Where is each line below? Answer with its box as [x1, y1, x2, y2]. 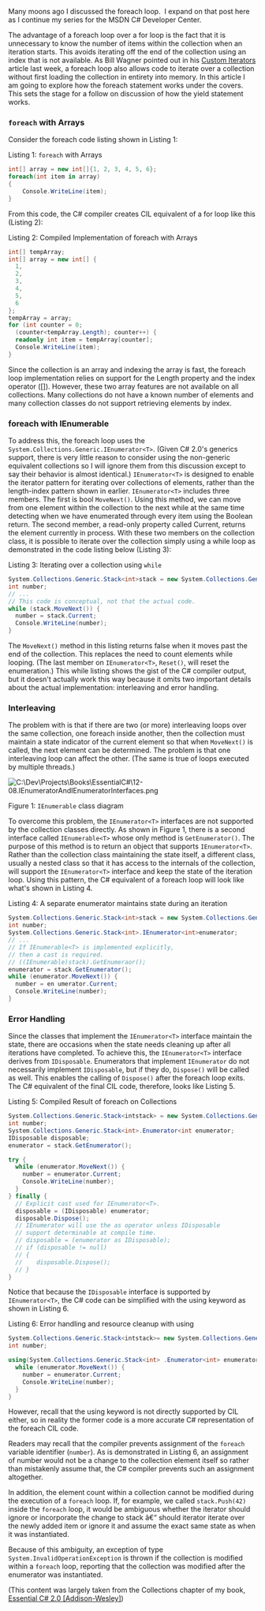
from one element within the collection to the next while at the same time [8, 503, 244, 513]
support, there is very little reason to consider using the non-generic [8, 453, 231, 462]
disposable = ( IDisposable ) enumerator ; [15, 1206, 150, 1215]
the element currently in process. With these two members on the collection [8, 528, 255, 538]
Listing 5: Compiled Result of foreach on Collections [8, 1097, 177, 1106]
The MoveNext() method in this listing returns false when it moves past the [8, 641, 248, 651]
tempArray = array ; [8, 314, 73, 322]
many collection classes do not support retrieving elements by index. [8, 398, 233, 408]
